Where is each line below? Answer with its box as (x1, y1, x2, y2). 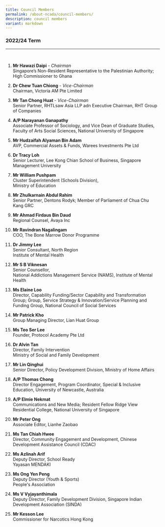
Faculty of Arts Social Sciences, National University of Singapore (12, 127, 144, 133)
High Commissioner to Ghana (12, 73, 72, 79)
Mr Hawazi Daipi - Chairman (12, 62, 71, 68)
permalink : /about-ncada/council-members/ (5, 12, 94, 17)
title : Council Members (5, 7, 54, 12)
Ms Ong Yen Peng (12, 471, 50, 477)
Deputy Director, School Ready (12, 456, 75, 462)
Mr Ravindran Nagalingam (12, 227, 68, 233)
